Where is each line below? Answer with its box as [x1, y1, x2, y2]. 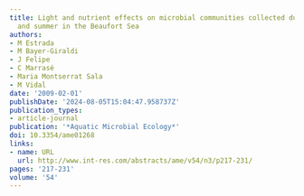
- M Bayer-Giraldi [9, 47, 79, 56]
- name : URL [9, 147, 54, 156]
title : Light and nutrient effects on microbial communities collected [9, 13, 285, 23]
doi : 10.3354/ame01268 [9, 131, 95, 140]
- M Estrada [9, 38, 54, 48]
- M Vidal [9, 80, 47, 89]
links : [9, 139, 34, 148]
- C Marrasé [9, 64, 54, 73]
